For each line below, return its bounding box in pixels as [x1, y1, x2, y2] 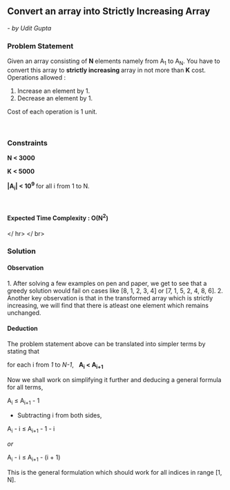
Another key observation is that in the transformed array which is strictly [7, 293, 213, 302]
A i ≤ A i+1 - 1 [7, 396, 40, 406]
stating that [7, 347, 39, 355]
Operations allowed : [7, 73, 66, 82]
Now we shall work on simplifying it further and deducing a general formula [7, 375, 222, 383]
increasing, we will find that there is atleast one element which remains [7, 301, 209, 309]
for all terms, [7, 383, 44, 391]
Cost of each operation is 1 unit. [7, 107, 98, 116]
